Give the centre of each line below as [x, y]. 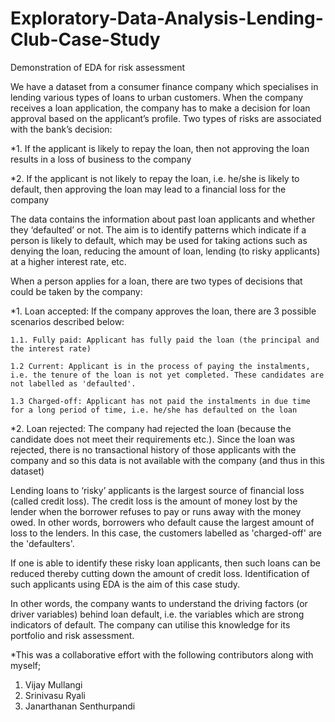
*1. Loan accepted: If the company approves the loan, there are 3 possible [163, 311]
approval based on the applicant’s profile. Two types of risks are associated [166, 118]
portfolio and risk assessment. [72, 635]
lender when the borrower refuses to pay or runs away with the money [156, 511]
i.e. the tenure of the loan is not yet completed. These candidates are [167, 375]
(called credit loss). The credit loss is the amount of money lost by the [154, 501]
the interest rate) [51, 348]
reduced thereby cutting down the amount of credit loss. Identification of [160, 573]
